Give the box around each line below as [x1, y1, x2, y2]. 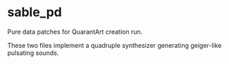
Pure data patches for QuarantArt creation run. [7, 27, 143, 36]
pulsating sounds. [7, 49, 59, 57]
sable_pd [7, 4, 62, 20]
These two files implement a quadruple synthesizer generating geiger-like [7, 41, 222, 49]
